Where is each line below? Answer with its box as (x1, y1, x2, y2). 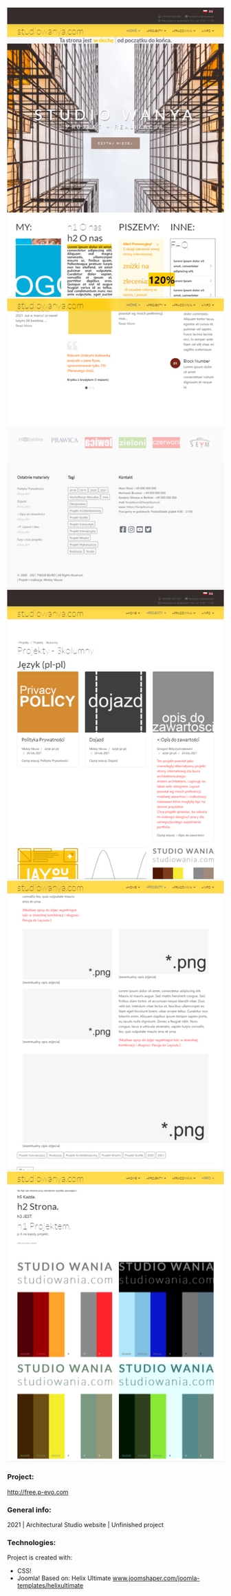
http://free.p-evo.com (7, 1488, 69, 1496)
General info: (7, 1505, 52, 1515)
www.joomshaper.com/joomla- (112, 1574, 200, 1582)
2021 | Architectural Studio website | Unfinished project (7, 1521, 164, 1529)
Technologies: (7, 1538, 56, 1548)
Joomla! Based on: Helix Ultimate (16, 1574, 111, 1582)
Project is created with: (7, 1553, 73, 1562)
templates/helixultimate (16, 1582, 84, 1590)
